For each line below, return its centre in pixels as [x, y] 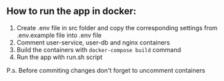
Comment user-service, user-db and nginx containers [93, 42]
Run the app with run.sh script [59, 57]
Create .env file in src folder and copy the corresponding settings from [117, 27]
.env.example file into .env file [59, 35]
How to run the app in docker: [72, 11]
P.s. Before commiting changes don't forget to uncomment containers [106, 70]
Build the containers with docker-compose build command [99, 49]
